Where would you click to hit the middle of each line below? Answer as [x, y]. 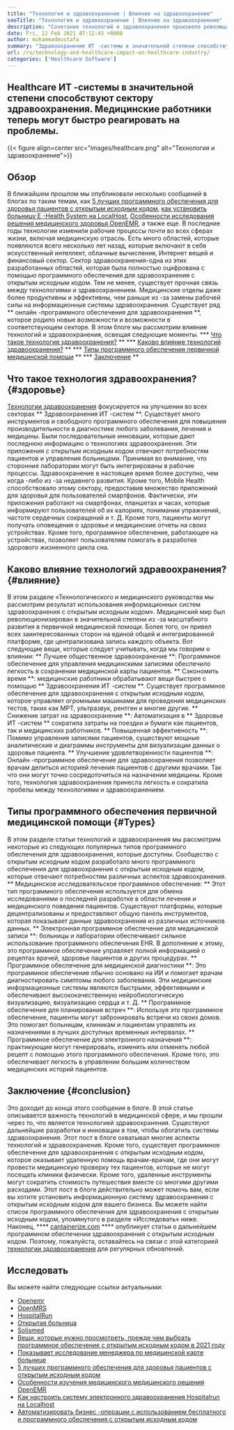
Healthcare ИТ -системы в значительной [100, 88]
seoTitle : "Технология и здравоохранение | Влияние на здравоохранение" [115, 20]
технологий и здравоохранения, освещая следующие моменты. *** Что [115, 335]
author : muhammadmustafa [43, 40]
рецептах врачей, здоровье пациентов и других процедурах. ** [102, 958]
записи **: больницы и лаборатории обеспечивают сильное [97, 935]
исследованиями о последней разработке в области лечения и [102, 898]
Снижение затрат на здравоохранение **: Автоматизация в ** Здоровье [115, 715]
